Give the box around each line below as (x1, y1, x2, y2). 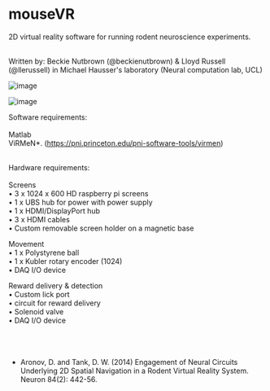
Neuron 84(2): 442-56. (20, 374, 98, 384)
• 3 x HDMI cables (8, 214, 71, 224)
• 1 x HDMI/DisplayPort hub (8, 205, 100, 216)
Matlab (8, 130, 32, 139)
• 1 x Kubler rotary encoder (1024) (8, 256, 123, 266)
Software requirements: (8, 112, 88, 122)
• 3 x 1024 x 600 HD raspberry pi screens (8, 188, 149, 198)
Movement (8, 239, 45, 248)
